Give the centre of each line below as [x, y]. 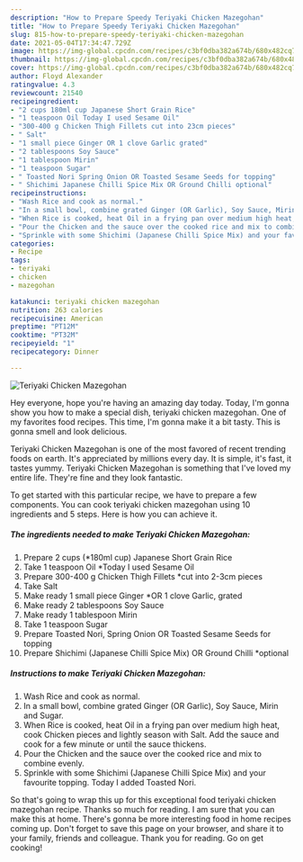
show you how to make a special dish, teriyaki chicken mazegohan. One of [148, 412]
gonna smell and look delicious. [69, 431]
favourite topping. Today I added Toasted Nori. [110, 782]
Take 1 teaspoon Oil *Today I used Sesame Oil [108, 567]
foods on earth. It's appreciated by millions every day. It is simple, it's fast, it [151, 458]
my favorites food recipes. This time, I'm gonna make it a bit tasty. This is [146, 422]
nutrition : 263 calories [57, 310]
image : [22, 51]
